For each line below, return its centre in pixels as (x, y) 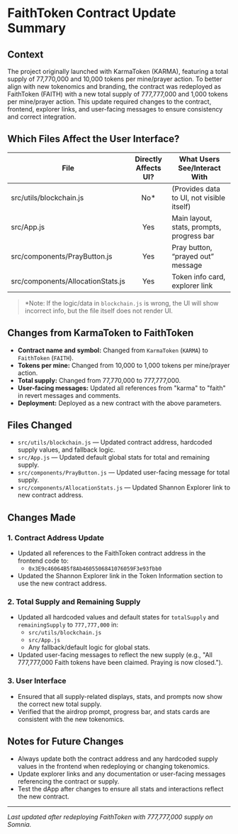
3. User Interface (37, 681)
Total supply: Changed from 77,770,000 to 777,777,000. (99, 380)
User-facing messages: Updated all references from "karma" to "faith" (121, 388)
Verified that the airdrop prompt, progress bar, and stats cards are (114, 711)
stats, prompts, (197, 227)
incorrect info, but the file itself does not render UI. (99, 310)
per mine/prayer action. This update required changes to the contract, (109, 102)
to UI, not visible (198, 197)
